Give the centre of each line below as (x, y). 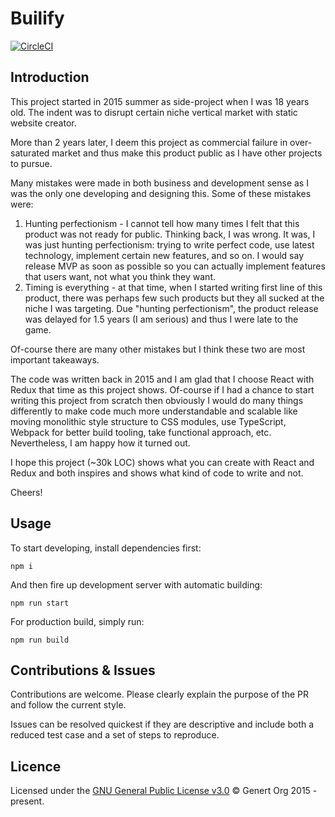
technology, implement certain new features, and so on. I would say (164, 255)
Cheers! (26, 492)
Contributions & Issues (83, 670)
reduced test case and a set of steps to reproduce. (115, 735)
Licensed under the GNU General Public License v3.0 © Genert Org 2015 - (164, 791)
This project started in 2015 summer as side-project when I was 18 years (160, 101)
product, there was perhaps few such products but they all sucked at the (174, 298)
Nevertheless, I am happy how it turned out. (100, 443)
